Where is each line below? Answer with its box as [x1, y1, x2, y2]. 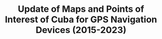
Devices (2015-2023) [35, 25, 127, 36]
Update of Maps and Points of [18, 3, 144, 15]
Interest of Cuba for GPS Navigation [5, 14, 157, 25]
